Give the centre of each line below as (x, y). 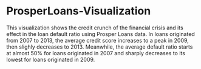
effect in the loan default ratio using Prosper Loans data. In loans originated (101, 34)
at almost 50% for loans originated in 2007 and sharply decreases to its (96, 53)
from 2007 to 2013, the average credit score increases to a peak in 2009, (98, 40)
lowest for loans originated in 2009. (51, 59)
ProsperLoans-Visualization (79, 11)
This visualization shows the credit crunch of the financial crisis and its (95, 28)
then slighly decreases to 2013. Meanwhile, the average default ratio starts (100, 47)
